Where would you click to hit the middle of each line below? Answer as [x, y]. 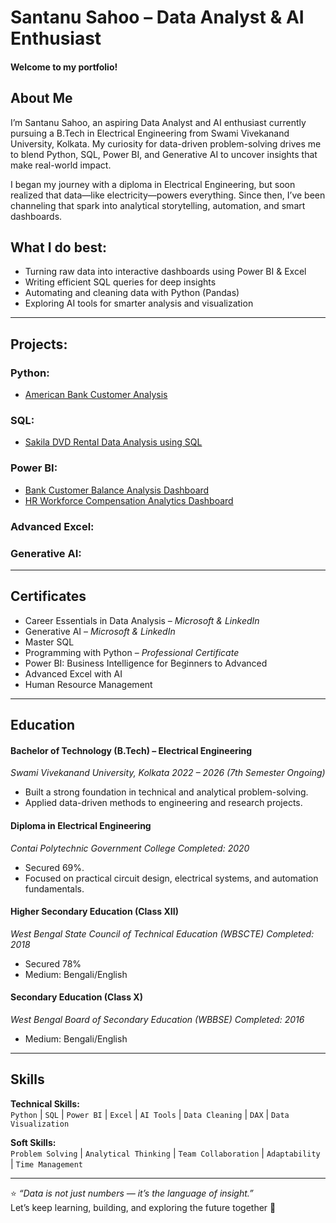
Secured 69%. [54, 867]
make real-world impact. [61, 165]
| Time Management [46, 1163]
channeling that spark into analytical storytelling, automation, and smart [158, 205]
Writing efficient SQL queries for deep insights [120, 282]
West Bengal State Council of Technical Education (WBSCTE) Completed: [162, 933]
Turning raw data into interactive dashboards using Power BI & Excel [165, 272]
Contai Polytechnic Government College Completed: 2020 [130, 848]
